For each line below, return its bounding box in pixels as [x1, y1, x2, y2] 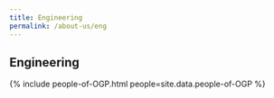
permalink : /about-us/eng [9, 22, 107, 31]
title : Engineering [9, 13, 83, 22]
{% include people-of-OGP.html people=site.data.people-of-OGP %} [9, 78, 267, 90]
